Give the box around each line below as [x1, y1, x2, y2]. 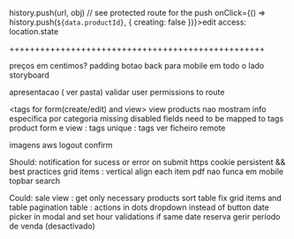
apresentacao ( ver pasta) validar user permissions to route [9, 87, 225, 97]
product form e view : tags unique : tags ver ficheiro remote [9, 123, 226, 133]
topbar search [9, 176, 61, 186]
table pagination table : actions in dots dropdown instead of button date [9, 202, 269, 213]
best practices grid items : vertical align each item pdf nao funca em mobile [9, 167, 284, 176]
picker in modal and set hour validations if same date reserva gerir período [9, 212, 281, 221]
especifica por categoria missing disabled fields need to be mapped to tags [9, 114, 284, 123]
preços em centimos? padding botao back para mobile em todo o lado [9, 61, 265, 71]
